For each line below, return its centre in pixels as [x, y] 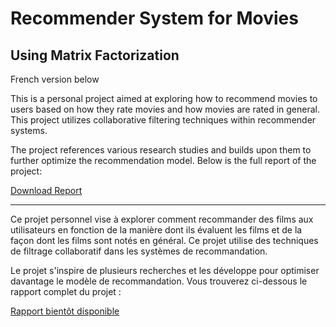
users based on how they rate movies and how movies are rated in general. [165, 109]
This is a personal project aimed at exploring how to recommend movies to [164, 98]
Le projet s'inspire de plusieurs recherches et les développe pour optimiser [165, 270]
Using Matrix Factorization [95, 55]
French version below [55, 79]
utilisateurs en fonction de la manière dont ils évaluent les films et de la [156, 230]
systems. [29, 130]
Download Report [46, 190]
